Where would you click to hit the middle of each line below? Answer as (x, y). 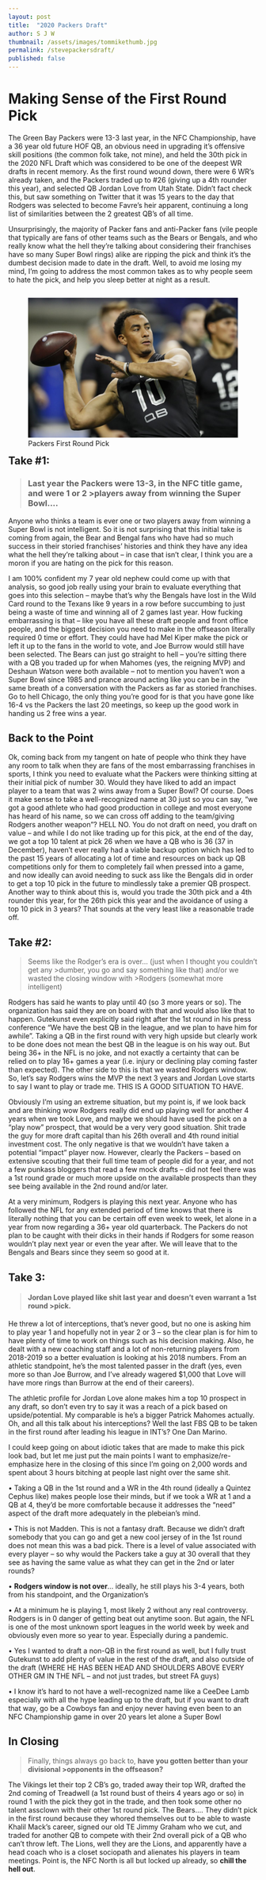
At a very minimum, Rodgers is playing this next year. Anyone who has (123, 1202)
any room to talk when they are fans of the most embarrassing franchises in (132, 765)
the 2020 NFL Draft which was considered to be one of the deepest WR (125, 163)
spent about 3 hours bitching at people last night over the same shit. (120, 1472)
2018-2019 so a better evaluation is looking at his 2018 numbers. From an (127, 1357)
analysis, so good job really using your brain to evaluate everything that (125, 587)
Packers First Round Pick (69, 444)
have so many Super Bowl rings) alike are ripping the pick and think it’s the (130, 254)
